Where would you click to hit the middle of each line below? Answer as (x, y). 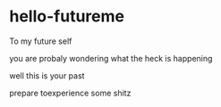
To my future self (41, 41)
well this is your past (47, 75)
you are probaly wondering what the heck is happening (111, 58)
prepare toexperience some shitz (70, 93)
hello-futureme (67, 16)
